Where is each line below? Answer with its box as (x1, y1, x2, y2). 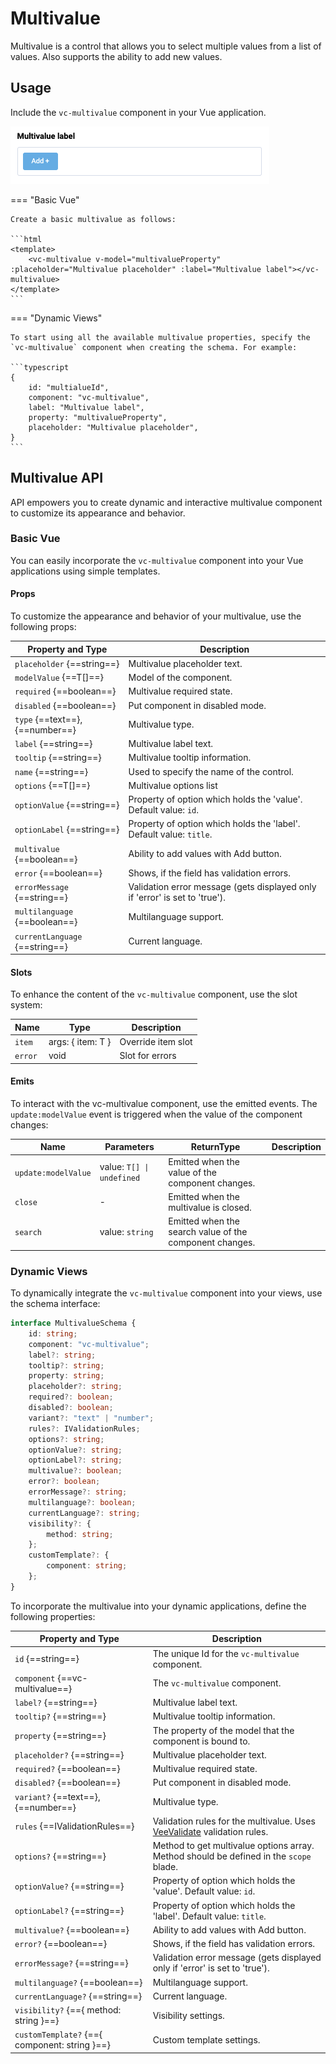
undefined (99, 1173, 141, 1184)
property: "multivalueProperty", (28, 412, 168, 422)
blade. (152, 1861, 178, 1873)
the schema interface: (10, 1298, 101, 1310)
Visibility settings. (152, 2009, 225, 2021)
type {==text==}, (14, 713, 83, 725)
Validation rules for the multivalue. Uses (152, 1815, 316, 1827)
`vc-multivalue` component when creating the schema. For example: (10, 342, 298, 352)
